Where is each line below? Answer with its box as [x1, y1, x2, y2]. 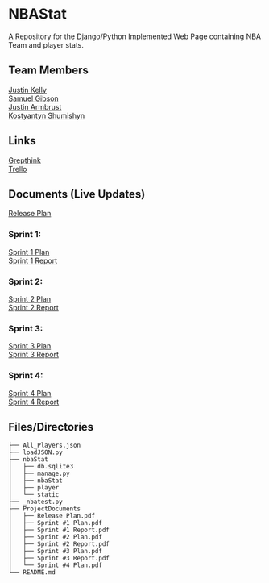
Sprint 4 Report [8, 397, 60, 406]
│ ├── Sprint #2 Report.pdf [8, 540, 110, 548]
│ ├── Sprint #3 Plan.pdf [8, 548, 103, 556]
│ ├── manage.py [8, 469, 70, 478]
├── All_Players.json [8, 441, 81, 450]
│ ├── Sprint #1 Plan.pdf [8, 519, 103, 527]
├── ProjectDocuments [8, 505, 81, 513]
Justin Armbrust [8, 102, 62, 111]
